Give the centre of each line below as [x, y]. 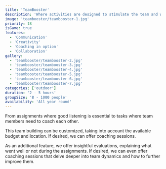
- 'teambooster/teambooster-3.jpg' [46, 65]
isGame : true [19, 28]
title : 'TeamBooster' [27, 10]
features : [15, 33]
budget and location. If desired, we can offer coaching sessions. [71, 136]
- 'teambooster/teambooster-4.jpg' [46, 70]
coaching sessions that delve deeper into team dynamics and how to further [83, 156]
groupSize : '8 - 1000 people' [36, 97]
